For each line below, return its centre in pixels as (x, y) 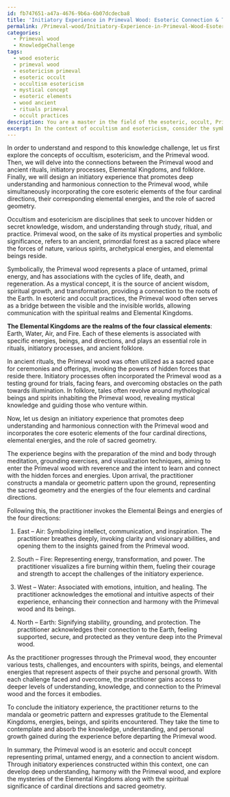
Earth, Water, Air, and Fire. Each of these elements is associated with (104, 334)
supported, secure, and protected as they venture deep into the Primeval (119, 637)
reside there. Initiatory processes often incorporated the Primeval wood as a (114, 376)
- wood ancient (35, 103)
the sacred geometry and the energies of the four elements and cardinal (109, 490)
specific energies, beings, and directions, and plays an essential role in (107, 341)
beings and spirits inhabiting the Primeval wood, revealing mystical (101, 398)
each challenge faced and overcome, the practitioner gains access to (105, 680)
